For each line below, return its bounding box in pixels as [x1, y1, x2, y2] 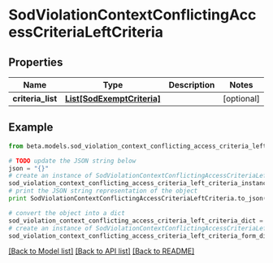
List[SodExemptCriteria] [64, 93, 161, 104]
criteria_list [12, 93, 58, 104]
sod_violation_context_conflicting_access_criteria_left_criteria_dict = [8, 217, 264, 225]
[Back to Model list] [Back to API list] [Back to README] [8, 246, 195, 257]
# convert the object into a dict [8, 209, 126, 217]
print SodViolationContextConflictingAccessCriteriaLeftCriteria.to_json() [8, 195, 271, 203]
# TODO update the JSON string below [8, 157, 136, 165]
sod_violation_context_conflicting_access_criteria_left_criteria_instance [8, 179, 271, 188]
